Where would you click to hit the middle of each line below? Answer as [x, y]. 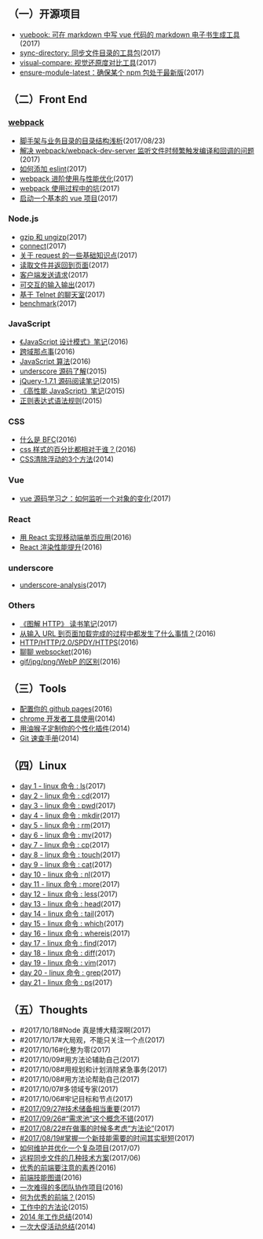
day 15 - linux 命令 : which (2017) [71, 924]
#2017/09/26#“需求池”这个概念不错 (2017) [87, 1119]
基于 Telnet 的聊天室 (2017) [62, 294]
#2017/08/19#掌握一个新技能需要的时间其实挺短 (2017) [107, 1138]
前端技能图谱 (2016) [51, 1178]
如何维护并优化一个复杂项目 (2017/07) [80, 1148]
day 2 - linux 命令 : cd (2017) [65, 796]
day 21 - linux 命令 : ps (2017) [66, 983]
